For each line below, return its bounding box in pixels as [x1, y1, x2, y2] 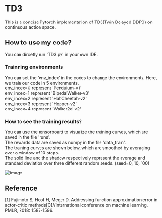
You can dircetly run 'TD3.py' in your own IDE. [5, 51, 98, 57]
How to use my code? [5, 39, 72, 47]
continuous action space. [5, 24, 56, 30]
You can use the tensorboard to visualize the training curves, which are [5, 129, 148, 135]
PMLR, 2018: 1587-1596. [5, 207, 54, 213]
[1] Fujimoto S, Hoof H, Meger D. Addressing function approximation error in [5, 197, 158, 203]
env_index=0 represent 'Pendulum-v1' [5, 85, 81, 91]
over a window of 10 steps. [5, 150, 60, 156]
